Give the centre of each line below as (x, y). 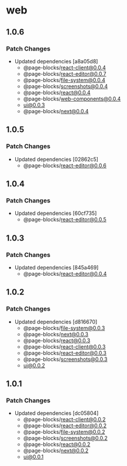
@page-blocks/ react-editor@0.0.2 (65, 426)
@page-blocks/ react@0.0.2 (57, 444)
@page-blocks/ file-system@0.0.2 (64, 432)
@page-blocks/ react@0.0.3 (57, 340)
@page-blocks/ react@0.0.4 (57, 92)
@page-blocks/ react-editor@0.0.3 (65, 353)
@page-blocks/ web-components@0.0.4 (72, 99)
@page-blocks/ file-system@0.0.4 (64, 80)
